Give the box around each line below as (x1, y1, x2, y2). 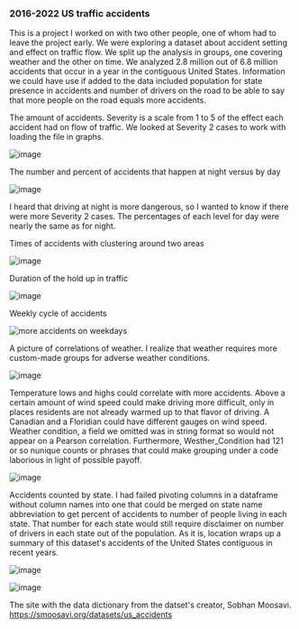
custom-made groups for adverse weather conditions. (9, 353, 210, 364)
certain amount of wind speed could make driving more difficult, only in (9, 397, 275, 408)
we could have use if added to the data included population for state (9, 76, 263, 87)
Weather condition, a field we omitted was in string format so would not (9, 426, 275, 437)
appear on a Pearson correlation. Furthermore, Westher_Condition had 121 (9, 436, 284, 447)
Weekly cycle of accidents (9, 308, 107, 319)
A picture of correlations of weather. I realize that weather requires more (9, 343, 277, 354)
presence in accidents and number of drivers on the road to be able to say (9, 85, 285, 97)
